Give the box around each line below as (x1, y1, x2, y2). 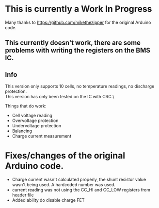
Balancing (12, 128, 32, 134)
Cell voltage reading (12, 113, 52, 119)
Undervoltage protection (12, 123, 62, 129)
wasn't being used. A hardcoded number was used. (12, 182, 115, 188)
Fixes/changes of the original (5, 150, 126, 161)
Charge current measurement (12, 133, 72, 139)
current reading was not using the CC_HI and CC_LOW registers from (12, 187, 151, 193)
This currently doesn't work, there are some (5, 39, 141, 47)
